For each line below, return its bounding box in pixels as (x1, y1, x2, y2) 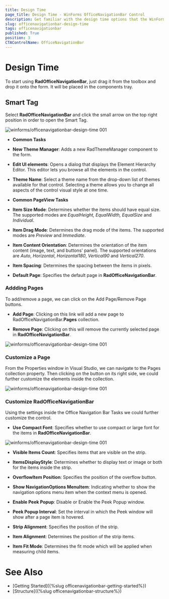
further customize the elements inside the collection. (5, 376, 115, 382)
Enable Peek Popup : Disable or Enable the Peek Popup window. (12, 499, 145, 505)
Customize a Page (5, 354, 50, 361)
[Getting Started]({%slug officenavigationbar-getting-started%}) (12, 583, 147, 589)
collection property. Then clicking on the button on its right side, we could (5, 370, 158, 377)
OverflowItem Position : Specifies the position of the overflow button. (12, 474, 157, 480)
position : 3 (5, 36, 30, 41)
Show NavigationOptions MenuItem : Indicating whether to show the (12, 484, 156, 490)
